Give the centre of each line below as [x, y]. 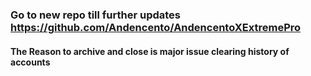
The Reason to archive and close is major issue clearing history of [150, 51]
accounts [30, 62]
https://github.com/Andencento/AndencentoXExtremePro [156, 27]
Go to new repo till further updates [96, 15]
